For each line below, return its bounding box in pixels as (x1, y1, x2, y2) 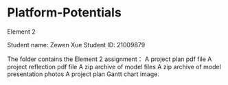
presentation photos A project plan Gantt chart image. (7, 70, 159, 78)
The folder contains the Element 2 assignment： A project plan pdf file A (7, 55, 212, 63)
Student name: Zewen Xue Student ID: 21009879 (7, 40, 146, 49)
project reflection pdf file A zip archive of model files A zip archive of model (7, 62, 221, 71)
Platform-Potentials (7, 5, 122, 21)
